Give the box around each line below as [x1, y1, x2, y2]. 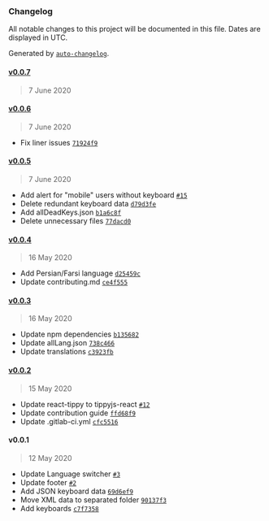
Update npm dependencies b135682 [20, 329, 140, 339]
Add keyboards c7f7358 [20, 503, 99, 513]
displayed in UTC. [8, 33, 68, 42]
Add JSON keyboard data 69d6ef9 [20, 486, 134, 496]
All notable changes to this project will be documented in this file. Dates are [8, 24, 262, 34]
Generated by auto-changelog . [8, 49, 110, 59]
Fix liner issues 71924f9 [20, 137, 98, 147]
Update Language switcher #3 [20, 469, 120, 479]
